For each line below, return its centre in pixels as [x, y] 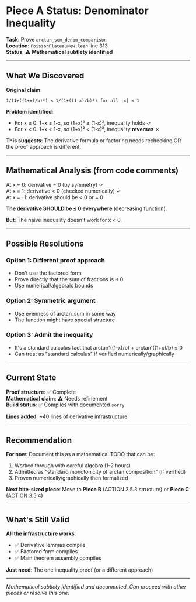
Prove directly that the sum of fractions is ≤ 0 [69, 279]
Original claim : [24, 90]
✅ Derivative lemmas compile [50, 545]
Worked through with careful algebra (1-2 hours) [73, 466]
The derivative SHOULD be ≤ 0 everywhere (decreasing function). [87, 208]
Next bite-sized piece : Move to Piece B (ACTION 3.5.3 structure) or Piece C [98, 490]
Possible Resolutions [45, 243]
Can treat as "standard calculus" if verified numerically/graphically [94, 354]
